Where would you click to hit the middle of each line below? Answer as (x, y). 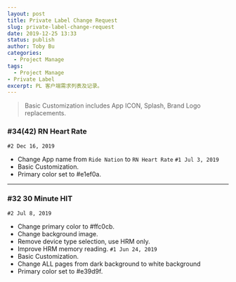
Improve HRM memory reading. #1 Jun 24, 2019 (87, 249)
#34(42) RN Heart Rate (47, 132)
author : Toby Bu (31, 46)
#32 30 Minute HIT (40, 199)
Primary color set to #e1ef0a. (59, 174)
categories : (25, 53)
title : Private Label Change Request (63, 20)
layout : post (26, 14)
